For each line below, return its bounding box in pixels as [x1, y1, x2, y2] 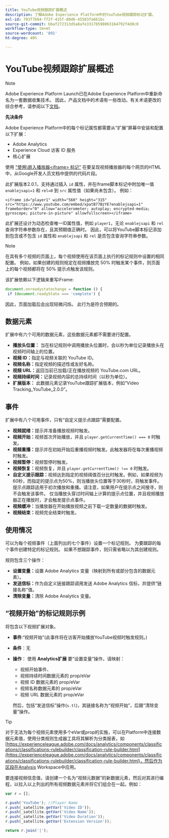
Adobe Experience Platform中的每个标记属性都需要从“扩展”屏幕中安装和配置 [5, 125, 164, 131]
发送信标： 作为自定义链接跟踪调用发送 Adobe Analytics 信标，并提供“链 [12, 580, 162, 586]
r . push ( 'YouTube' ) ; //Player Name [5, 800, 78, 805]
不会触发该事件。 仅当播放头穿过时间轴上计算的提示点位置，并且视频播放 [12, 491, 164, 497]
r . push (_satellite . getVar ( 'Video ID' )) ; [5, 805, 92, 810]
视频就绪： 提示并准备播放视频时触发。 [12, 428, 92, 434]
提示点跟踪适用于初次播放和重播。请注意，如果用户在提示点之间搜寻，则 [12, 485, 163, 491]
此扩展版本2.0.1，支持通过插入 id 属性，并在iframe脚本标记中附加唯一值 [5, 181, 154, 187]
